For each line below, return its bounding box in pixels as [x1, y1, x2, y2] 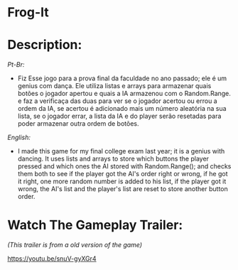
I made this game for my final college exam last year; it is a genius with [17, 147, 225, 156]
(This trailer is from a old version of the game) [7, 241, 143, 249]
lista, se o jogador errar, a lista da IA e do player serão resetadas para [17, 112, 222, 121]
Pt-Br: [7, 60, 25, 69]
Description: [7, 37, 82, 53]
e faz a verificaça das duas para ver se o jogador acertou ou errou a [17, 97, 218, 105]
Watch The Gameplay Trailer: [7, 217, 183, 233]
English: [7, 133, 31, 142]
